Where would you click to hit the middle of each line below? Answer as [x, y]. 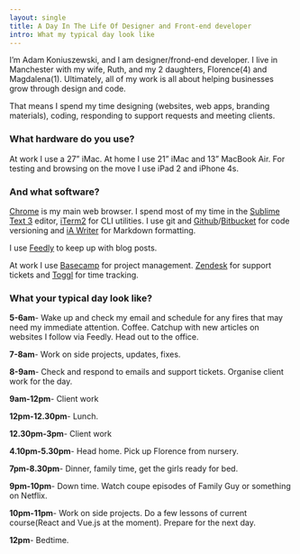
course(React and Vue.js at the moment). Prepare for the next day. [133, 522]
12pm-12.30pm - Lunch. [54, 416]
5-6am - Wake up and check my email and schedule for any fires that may [146, 318]
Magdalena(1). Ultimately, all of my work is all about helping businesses [142, 79]
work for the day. [41, 381]
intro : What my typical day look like [82, 34]
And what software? [55, 192]
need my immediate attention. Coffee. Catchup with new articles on [134, 327]
